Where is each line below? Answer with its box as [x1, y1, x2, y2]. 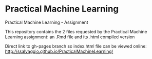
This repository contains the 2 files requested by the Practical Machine [5, 29, 147, 34]
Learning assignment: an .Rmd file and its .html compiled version [5, 34, 135, 40]
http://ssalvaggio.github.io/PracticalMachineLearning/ [5, 48, 114, 54]
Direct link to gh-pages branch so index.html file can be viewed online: [5, 43, 147, 49]
